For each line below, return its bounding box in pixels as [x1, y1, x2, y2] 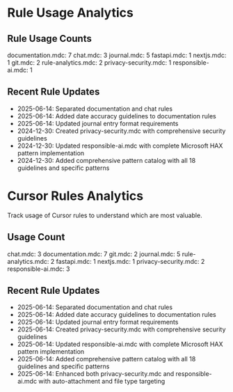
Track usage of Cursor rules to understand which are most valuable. [7, 211, 203, 219]
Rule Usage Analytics [7, 5, 134, 21]
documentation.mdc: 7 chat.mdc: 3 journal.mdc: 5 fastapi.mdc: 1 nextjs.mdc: [7, 51, 227, 59]
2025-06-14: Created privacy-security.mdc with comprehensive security [17, 325, 226, 334]
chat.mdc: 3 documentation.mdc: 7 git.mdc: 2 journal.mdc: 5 [7, 249, 181, 258]
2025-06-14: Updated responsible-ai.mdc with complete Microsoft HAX [17, 340, 223, 349]
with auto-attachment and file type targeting [38, 377, 166, 386]
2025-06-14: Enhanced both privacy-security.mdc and [17, 370, 175, 378]
